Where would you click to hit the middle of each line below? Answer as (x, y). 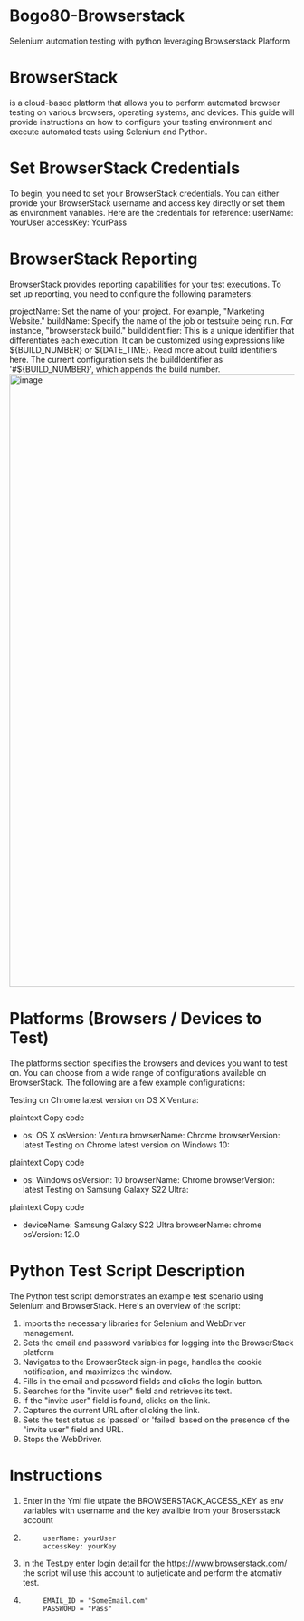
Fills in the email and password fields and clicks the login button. (143, 1381)
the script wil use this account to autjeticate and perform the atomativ (152, 1572)
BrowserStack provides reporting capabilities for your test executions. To (146, 284)
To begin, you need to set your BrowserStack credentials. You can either (144, 193)
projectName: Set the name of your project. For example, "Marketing (137, 311)
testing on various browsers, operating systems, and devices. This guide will (152, 112)
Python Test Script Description (128, 1270)
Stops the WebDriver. (62, 1439)
